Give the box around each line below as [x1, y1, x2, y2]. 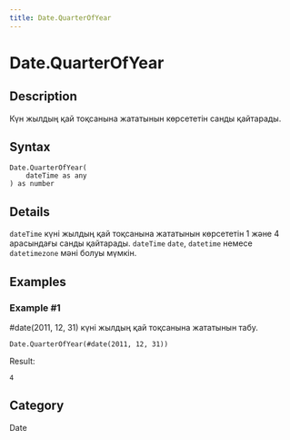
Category [9, 398, 65, 414]
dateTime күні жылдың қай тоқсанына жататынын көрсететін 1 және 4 [9, 229, 280, 240]
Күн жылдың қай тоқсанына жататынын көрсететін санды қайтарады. [9, 113, 282, 124]
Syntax [9, 139, 51, 155]
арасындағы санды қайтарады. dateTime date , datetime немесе [9, 238, 253, 249]
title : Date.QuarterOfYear [9, 13, 112, 23]
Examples [9, 274, 66, 290]
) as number [9, 179, 55, 189]
